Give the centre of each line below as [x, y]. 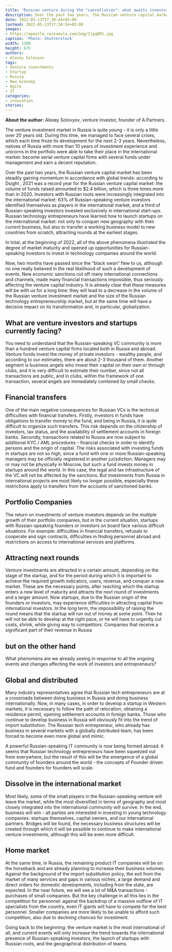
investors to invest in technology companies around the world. [91, 253]
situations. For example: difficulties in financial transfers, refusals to [77, 531]
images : [14, 29]
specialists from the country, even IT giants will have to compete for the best [86, 906]
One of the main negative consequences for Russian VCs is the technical [82, 410]
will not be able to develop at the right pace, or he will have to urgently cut [83, 619]
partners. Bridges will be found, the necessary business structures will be [83, 823]
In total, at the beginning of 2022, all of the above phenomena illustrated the [85, 242]
